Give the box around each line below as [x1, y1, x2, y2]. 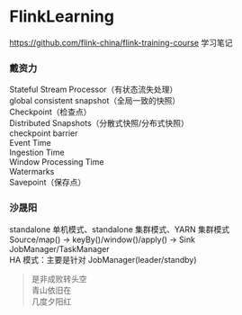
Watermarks [9, 166, 55, 177]
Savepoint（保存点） [9, 177, 86, 188]
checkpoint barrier [9, 128, 78, 139]
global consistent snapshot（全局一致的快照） [9, 95, 181, 106]
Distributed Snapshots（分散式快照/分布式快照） [9, 118, 189, 129]
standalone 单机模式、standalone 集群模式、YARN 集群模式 [9, 223, 230, 235]
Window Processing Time [9, 157, 104, 167]
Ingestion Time [9, 147, 65, 158]
